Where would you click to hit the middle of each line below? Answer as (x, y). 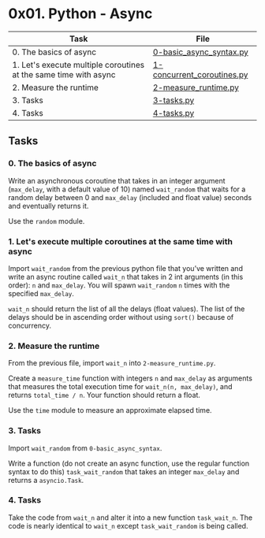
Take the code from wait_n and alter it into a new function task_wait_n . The (131, 518)
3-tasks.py (174, 100)
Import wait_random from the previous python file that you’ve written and (125, 268)
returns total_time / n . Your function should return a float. (105, 395)
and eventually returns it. (49, 206)
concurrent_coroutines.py (200, 74)
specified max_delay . (41, 293)
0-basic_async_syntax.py (200, 52)
